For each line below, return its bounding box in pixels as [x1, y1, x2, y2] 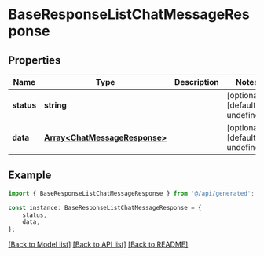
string [43, 100, 67, 111]
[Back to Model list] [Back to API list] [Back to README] [8, 240, 189, 249]
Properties [8, 53, 61, 67]
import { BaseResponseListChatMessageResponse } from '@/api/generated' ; [8, 189, 255, 197]
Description [174, 77, 220, 87]
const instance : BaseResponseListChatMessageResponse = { [8, 203, 202, 211]
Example [8, 169, 52, 182]
